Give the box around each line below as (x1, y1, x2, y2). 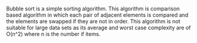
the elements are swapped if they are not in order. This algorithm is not (6, 18, 181, 24)
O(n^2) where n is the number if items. (6, 30, 101, 38)
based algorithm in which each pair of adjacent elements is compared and (6, 11, 189, 19)
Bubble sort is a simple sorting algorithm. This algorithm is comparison (6, 5, 180, 12)
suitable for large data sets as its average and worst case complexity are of (6, 24, 191, 31)
